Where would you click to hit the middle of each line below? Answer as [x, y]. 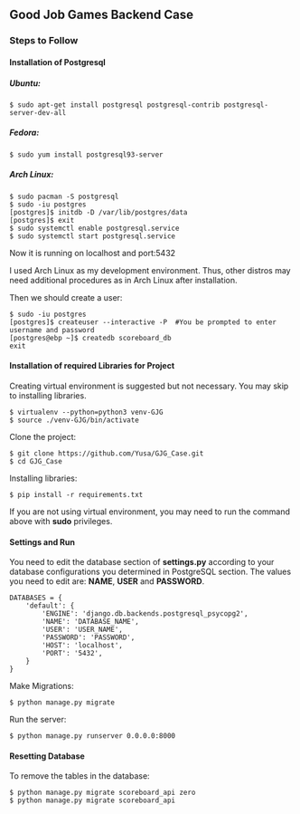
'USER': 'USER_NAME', [83, 630]
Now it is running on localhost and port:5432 [93, 253]
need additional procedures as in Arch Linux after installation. [123, 280]
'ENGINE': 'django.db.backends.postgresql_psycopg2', [145, 614]
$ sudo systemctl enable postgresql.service [94, 228]
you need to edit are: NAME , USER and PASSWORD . [107, 581]
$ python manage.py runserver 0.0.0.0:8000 [93, 736]
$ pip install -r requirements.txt [76, 495]
